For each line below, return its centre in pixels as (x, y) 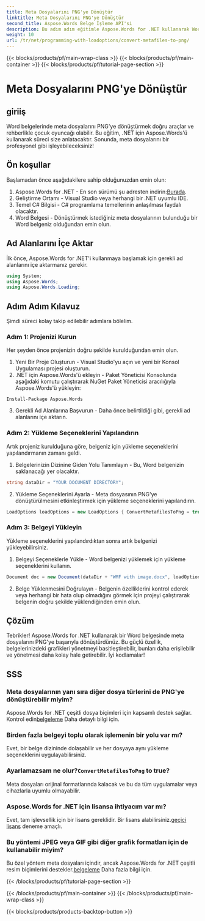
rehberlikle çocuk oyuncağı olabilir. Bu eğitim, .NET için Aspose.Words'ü (97, 133)
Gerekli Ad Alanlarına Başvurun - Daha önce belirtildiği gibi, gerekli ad (103, 411)
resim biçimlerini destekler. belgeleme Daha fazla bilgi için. (79, 870)
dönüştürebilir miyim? (40, 699)
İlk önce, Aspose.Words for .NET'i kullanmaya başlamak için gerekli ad (95, 258)
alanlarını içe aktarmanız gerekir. (47, 264)
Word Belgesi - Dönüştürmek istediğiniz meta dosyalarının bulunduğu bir (106, 217)
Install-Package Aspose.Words (45, 399)
